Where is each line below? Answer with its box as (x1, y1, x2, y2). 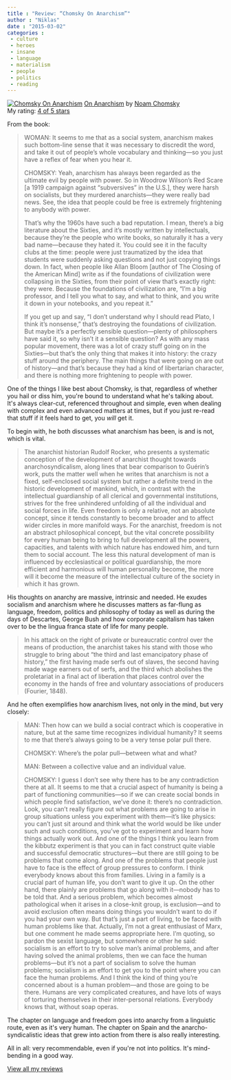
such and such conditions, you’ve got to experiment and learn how (23, 827, 214, 835)
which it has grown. (23, 580, 80, 588)
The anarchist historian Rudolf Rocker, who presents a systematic (23, 448, 210, 456)
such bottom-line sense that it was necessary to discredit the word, (23, 141, 215, 149)
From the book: (7, 120, 50, 128)
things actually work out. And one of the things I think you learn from (23, 835, 219, 843)
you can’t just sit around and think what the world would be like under (23, 819, 221, 828)
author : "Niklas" (7, 17, 60, 23)
